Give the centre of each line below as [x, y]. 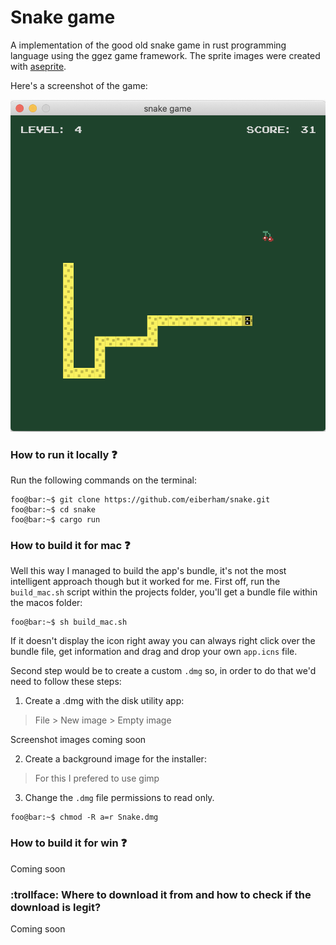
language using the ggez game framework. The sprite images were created [165, 55]
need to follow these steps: [66, 682]
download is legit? [56, 907]
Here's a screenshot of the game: [79, 85]
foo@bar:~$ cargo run [55, 520]
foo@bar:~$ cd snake [53, 510]
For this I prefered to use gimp [97, 778]
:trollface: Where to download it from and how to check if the [161, 894]
